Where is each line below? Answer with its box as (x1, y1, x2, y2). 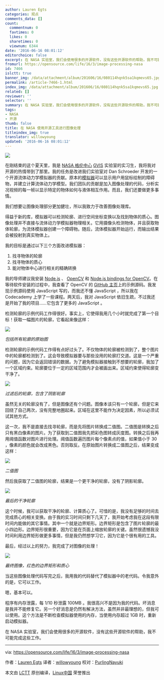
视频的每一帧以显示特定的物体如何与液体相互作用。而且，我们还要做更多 (9, 187, 155, 192)
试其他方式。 (5, 413, 31, 419)
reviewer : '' (5, 94, 32, 98)
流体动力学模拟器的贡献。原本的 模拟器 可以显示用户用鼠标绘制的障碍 (18, 175, 155, 180)
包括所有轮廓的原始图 (5, 336, 48, 342)
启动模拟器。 (5, 618, 31, 624)
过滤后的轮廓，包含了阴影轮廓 (5, 391, 65, 397)
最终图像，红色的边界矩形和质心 (5, 563, 69, 568)
